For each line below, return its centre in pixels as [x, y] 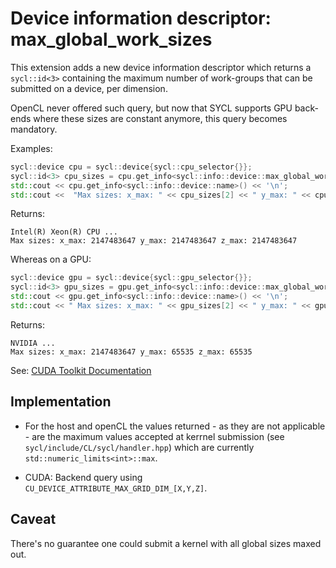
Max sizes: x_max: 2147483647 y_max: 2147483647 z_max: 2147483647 [154, 241]
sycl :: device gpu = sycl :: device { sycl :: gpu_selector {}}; [131, 278]
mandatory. [34, 129]
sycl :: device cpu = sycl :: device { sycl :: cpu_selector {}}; [131, 167]
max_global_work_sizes [111, 39]
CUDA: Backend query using [83, 477]
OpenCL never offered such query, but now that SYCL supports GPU [151, 108]
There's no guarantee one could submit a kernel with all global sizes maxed [166, 543]
